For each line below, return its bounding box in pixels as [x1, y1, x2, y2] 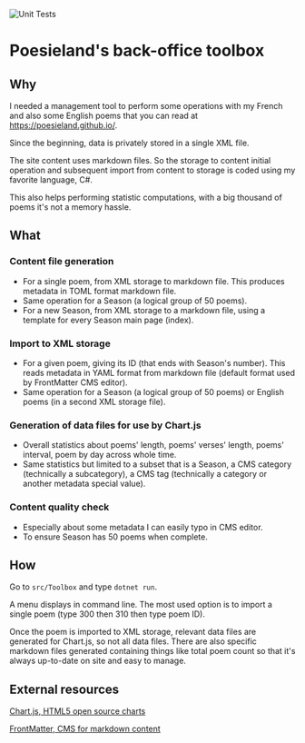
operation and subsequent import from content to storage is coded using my [9, 164, 296, 175]
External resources [9, 681, 120, 697]
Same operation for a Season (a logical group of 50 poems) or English [22, 386, 284, 397]
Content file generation [9, 255, 114, 268]
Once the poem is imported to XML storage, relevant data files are [9, 627, 257, 638]
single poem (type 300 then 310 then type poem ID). [9, 609, 206, 619]
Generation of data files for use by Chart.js [9, 419, 202, 431]
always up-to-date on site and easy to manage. [9, 655, 186, 667]
